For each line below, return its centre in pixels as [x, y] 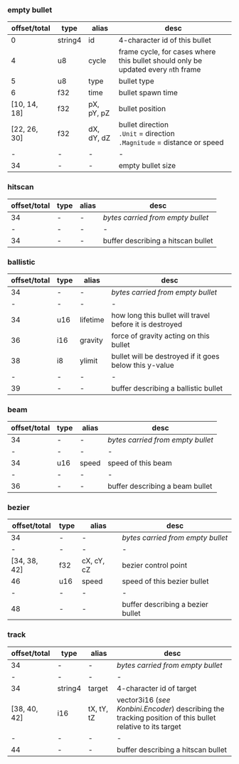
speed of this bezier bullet [165, 581]
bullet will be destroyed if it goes [165, 356]
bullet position [142, 109]
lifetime [92, 319]
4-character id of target [156, 688]
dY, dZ [100, 138]
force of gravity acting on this [160, 336]
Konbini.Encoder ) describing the [170, 709]
